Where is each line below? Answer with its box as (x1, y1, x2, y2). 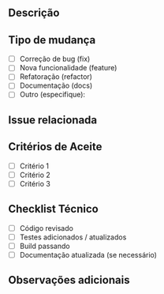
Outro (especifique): (19, 90, 85, 100)
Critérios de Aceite (8, 140, 102, 153)
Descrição (8, 6, 60, 20)
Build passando (19, 241, 70, 251)
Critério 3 (19, 179, 51, 188)
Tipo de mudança (8, 33, 96, 47)
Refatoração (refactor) (19, 72, 93, 81)
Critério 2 (19, 170, 51, 179)
